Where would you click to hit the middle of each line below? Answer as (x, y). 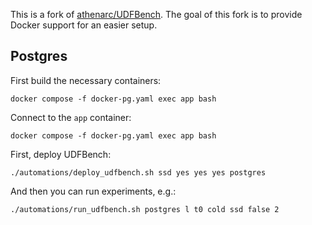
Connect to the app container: (71, 117)
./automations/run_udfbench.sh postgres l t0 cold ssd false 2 (145, 209)
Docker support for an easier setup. (84, 25)
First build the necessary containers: (86, 80)
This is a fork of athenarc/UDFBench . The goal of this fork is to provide (156, 14)
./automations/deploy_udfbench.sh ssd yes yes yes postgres (138, 172)
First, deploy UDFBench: (61, 154)
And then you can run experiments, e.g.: (93, 191)
